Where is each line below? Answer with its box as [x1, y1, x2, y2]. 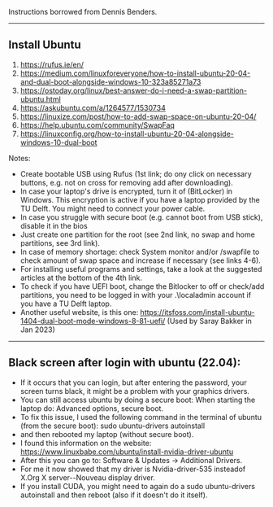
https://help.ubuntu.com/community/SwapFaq [19, 120, 175, 129]
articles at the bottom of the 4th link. [19, 273, 142, 282]
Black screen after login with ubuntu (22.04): [8, 356, 241, 369]
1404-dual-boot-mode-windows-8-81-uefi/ [19, 316, 166, 326]
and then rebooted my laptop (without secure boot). [19, 429, 194, 439]
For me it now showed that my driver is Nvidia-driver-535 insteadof [19, 464, 246, 474]
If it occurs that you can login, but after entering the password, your [19, 378, 247, 387]
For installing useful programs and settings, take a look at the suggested [19, 264, 262, 273]
